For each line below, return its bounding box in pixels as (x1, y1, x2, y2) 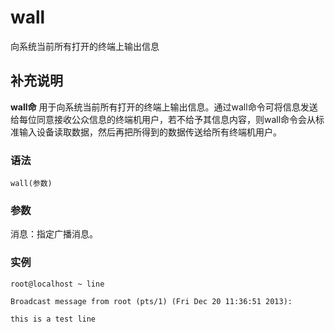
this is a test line (10, 314, 97, 324)
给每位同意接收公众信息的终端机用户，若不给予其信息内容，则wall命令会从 (10, 113, 317, 125)
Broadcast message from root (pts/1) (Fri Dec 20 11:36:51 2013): (10, 296, 293, 306)
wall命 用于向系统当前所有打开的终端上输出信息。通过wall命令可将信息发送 (10, 101, 318, 113)
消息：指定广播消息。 (10, 228, 98, 240)
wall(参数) (10, 179, 53, 189)
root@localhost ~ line (10, 279, 105, 289)
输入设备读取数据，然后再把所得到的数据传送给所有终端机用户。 (18, 126, 282, 138)
